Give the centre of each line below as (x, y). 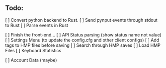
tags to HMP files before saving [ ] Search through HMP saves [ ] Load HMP (83, 45)
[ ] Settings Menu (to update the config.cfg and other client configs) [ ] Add (82, 40)
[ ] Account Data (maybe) (31, 60)
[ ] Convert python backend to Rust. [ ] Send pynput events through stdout (81, 20)
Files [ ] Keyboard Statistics (33, 50)
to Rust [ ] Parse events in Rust (37, 25)
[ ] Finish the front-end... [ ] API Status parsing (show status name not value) (83, 34)
